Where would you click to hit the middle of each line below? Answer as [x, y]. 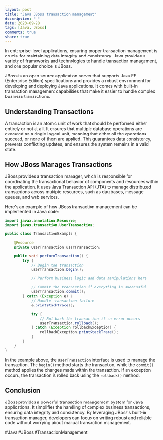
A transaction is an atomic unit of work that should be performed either [76, 123]
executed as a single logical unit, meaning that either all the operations [76, 134]
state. [11, 149]
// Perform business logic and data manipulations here [89, 278]
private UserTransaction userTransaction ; [57, 247]
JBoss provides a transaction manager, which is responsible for [69, 176]
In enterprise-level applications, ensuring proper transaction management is [81, 50]
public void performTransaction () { [51, 256]
